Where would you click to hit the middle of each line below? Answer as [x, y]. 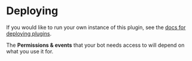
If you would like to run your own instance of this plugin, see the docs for [96, 27]
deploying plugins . [29, 33]
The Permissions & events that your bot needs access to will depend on [95, 45]
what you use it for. [30, 51]
